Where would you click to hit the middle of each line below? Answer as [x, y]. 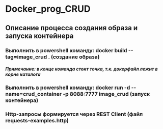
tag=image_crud [26, 57]
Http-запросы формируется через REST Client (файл [74, 114]
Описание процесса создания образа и [72, 28]
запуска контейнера [39, 36]
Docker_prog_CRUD [48, 9]
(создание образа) [75, 57]
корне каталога [23, 74]
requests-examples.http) [37, 121]
